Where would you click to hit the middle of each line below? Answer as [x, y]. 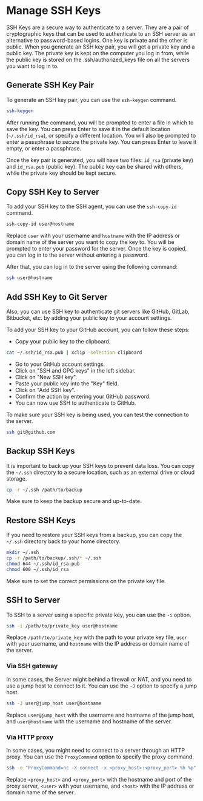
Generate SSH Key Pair [50, 85]
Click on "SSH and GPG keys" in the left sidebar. [75, 370]
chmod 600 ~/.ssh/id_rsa [38, 569]
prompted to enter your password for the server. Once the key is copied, [97, 249]
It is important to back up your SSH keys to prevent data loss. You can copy [101, 465]
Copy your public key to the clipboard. [63, 341]
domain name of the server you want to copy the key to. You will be [90, 242]
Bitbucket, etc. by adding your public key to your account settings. [89, 318]
